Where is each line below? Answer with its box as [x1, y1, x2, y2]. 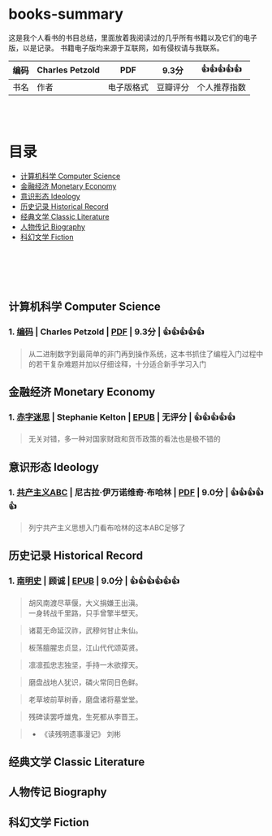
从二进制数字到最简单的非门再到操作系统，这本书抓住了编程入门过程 [28, 349, 257, 359]
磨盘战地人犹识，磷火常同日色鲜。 [28, 677, 143, 687]
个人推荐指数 [196, 81, 246, 93]
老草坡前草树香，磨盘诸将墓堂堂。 [28, 694, 143, 704]
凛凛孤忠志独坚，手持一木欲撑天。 [28, 660, 143, 669]
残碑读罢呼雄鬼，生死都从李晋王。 [28, 712, 143, 721]
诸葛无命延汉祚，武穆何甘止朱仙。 [28, 625, 143, 635]
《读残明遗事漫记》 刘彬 [40, 729, 122, 738]
